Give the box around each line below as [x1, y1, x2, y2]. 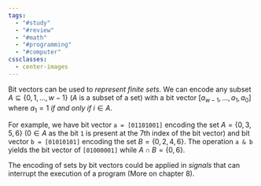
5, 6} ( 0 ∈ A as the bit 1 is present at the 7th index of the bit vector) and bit [8, 128, 250, 138]
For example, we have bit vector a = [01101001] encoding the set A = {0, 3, [8, 120, 252, 130]
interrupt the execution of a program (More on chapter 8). [8, 169, 195, 178]
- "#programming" [15, 41, 72, 49]
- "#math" [15, 33, 47, 42]
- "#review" [15, 26, 55, 34]
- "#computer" [15, 48, 61, 56]
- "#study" [15, 19, 51, 27]
